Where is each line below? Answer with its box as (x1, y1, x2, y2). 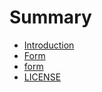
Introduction (23, 39, 75, 51)
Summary (9, 6, 92, 29)
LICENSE (23, 71, 62, 83)
